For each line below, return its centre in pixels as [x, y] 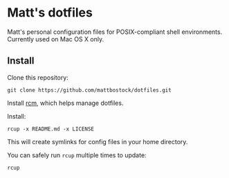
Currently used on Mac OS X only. [56, 39]
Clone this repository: [38, 77]
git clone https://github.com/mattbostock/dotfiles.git [89, 90]
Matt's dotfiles [50, 13]
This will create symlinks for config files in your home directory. [98, 141]
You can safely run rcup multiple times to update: [77, 155]
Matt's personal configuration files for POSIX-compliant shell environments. [115, 32]
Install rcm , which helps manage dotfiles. [65, 103]
